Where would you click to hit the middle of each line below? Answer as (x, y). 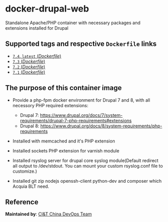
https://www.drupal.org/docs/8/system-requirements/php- (101, 126)
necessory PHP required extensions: (50, 105)
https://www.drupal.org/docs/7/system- (81, 115)
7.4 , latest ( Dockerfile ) (37, 56)
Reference (22, 202)
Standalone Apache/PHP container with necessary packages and (73, 23)
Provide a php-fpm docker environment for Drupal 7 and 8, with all (81, 100)
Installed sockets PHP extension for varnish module (66, 151)
